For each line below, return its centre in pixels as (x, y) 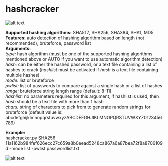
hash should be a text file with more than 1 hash (54, 101)
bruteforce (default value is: (34, 112)
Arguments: (18, 48)
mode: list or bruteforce (30, 80)
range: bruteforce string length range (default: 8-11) (58, 91)
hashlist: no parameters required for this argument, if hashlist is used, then (82, 96)
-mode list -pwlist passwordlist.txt (44, 148)
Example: (15, 132)
